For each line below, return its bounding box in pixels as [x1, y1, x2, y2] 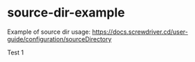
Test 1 [7, 48, 24, 56]
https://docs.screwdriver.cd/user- [92, 28, 188, 36]
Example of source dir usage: [7, 28, 91, 36]
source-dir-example [7, 5, 126, 21]
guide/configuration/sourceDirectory [7, 34, 112, 43]
